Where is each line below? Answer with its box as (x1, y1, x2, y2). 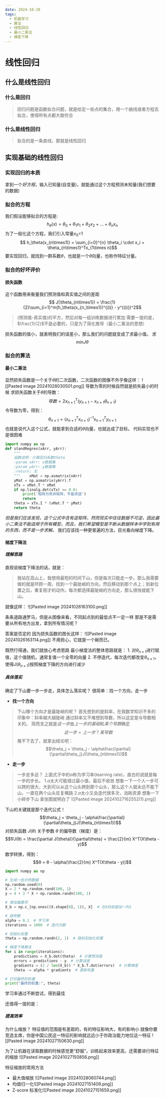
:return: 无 (14, 469, 38, 474)
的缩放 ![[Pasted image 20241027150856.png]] (5, 1054, 99, 1060)
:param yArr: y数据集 (14, 464, 56, 470)
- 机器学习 (9, 16, 29, 21)
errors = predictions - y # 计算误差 (14, 958, 90, 963)
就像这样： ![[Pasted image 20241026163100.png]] (5, 604, 108, 610)
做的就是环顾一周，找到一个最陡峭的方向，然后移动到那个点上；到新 (17, 581, 155, 587)
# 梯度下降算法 (5, 945, 32, 950)
